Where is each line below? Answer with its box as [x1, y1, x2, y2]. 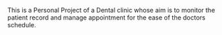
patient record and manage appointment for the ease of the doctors [7, 13, 206, 22]
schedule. [7, 21, 37, 29]
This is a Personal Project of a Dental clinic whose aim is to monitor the [7, 6, 216, 14]
